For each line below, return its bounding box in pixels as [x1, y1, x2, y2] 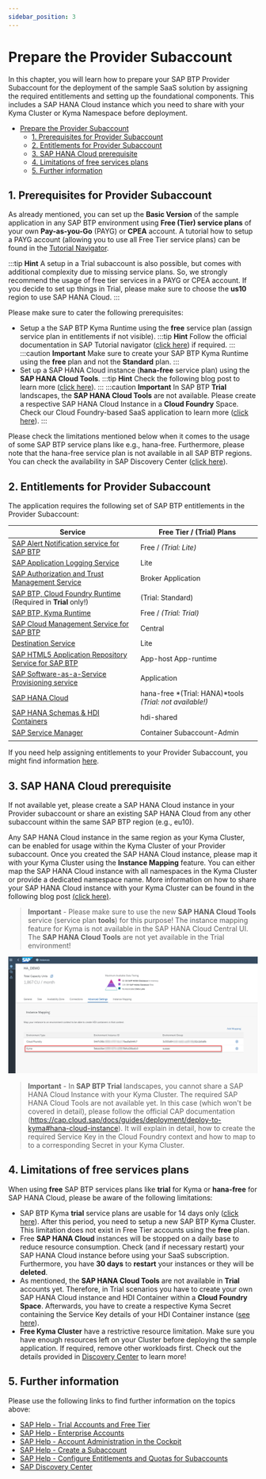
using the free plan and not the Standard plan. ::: [19, 357, 180, 367]
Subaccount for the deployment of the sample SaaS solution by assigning [8, 83, 248, 92]
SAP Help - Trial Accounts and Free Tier [19, 1419, 150, 1429]
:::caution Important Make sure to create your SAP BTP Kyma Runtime [19, 349, 249, 358]
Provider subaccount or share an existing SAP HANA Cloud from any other [8, 809, 252, 818]
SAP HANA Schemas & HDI [11, 708, 101, 718]
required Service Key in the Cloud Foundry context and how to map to [27, 1132, 256, 1141]
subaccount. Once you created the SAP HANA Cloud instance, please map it [8, 850, 257, 859]
